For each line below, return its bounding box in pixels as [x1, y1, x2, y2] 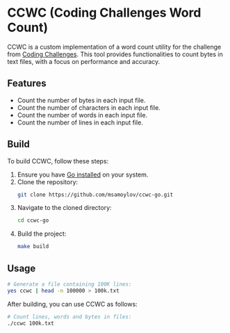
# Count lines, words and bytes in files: [7, 313, 132, 320]
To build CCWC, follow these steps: [7, 156, 109, 165]
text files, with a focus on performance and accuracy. [7, 57, 161, 65]
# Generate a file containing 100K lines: [7, 281, 132, 288]
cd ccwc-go [17, 217, 49, 224]
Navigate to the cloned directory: [17, 204, 113, 212]
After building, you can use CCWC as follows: [7, 300, 138, 308]
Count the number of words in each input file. [17, 111, 148, 119]
